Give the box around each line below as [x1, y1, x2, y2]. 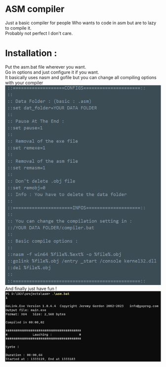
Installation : [5, 48, 57, 59]
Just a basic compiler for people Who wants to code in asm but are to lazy [5, 20, 157, 26]
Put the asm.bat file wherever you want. [5, 64, 86, 70]
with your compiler [5, 80, 43, 85]
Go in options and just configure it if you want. [5, 69, 99, 75]
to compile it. [5, 25, 32, 31]
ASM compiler [5, 3, 65, 15]
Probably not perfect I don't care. [5, 30, 73, 36]
